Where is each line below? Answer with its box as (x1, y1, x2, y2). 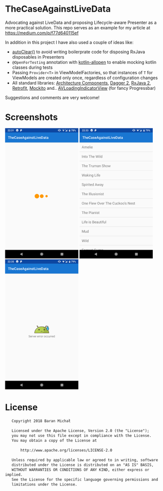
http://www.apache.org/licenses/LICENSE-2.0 (20, 448, 112, 453)
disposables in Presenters (12, 54, 64, 60)
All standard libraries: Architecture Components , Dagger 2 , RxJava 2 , (12, 80, 151, 86)
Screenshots (5, 112, 58, 123)
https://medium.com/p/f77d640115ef (5, 30, 79, 36)
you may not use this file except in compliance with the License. (11, 433, 152, 438)
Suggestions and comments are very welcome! (5, 94, 100, 101)
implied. (5, 472, 23, 477)
